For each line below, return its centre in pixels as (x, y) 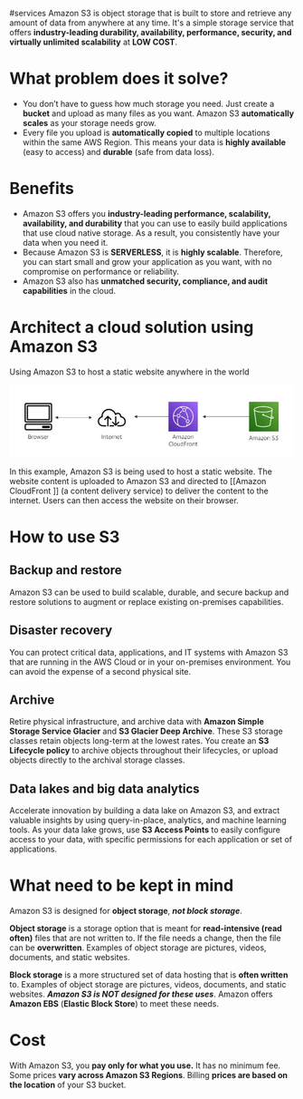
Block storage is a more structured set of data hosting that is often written (149, 975)
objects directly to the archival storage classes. (97, 760)
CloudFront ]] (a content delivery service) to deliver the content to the (139, 491)
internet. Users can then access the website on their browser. (124, 500)
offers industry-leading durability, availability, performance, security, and (151, 32)
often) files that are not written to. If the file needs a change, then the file (145, 939)
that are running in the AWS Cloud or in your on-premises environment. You (150, 662)
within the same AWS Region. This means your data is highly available (154, 142)
